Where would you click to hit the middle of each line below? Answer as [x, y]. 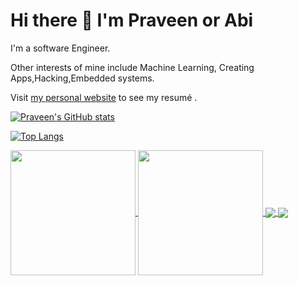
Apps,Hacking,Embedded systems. [82, 78]
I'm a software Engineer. [60, 48]
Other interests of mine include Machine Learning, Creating [132, 67]
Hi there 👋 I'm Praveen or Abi [132, 20]
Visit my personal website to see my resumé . [104, 97]
